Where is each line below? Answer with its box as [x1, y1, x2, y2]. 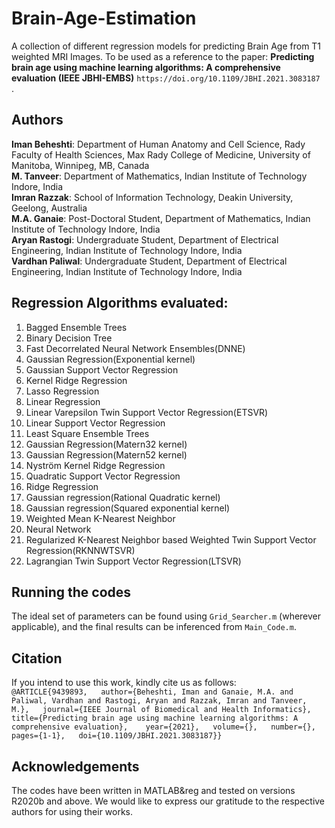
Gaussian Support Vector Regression [25, 363, 179, 376]
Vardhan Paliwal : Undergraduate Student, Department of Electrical [11, 255, 288, 267]
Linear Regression [25, 395, 101, 407]
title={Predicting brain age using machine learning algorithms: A [11, 713, 299, 724]
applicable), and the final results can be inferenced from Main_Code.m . [11, 621, 297, 633]
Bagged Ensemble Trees [25, 321, 128, 333]
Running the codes [11, 583, 132, 601]
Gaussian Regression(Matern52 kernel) [25, 448, 188, 461]
